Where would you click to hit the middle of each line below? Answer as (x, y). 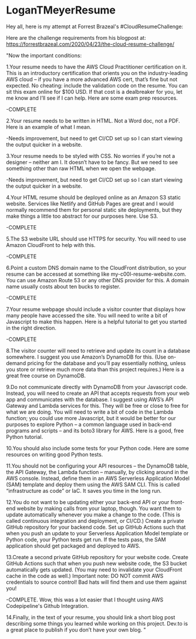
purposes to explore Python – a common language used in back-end (89, 424)
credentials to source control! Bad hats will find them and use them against (96, 582)
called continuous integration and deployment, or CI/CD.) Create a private (95, 520)
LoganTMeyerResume (61, 10)
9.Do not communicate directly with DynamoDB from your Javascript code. (97, 387)
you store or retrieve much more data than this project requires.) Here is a (95, 369)
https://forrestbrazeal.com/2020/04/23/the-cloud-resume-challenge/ (90, 44)
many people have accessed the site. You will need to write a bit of (87, 315)
